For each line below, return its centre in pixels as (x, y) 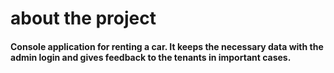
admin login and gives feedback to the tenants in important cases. (151, 57)
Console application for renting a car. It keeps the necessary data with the (167, 46)
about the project (83, 18)
